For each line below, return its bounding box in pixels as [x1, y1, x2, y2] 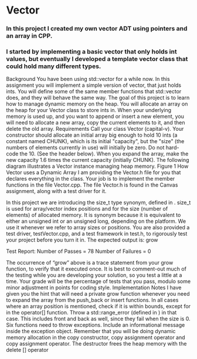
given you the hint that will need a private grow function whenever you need [6, 290, 190, 297]
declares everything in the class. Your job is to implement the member [6, 175, 175, 182]
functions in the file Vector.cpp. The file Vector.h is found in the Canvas [6, 181, 178, 188]
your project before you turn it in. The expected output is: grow [6, 236, 158, 243]
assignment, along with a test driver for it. [6, 188, 107, 195]
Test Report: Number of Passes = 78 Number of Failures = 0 [6, 248, 151, 255]
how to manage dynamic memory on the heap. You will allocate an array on [6, 100, 188, 107]
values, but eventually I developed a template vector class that [6, 55, 188, 63]
